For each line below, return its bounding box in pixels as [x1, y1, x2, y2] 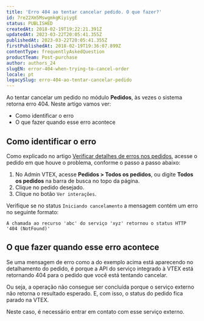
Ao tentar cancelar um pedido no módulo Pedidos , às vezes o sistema [6, 94, 183, 101]
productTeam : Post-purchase [6, 54, 78, 60]
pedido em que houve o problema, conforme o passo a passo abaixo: [6, 159, 181, 166]
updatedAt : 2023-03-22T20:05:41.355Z [6, 32, 102, 38]
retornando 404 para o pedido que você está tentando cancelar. [6, 271, 167, 278]
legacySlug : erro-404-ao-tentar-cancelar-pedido [6, 77, 132, 83]
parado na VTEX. [6, 296, 49, 303]
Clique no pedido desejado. [15, 184, 85, 191]
